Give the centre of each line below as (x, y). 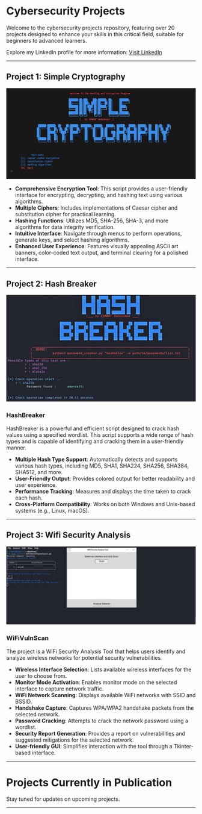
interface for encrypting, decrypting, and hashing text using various (99, 195)
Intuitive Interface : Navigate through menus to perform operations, (98, 234)
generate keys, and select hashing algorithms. (72, 240)
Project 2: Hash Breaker (52, 283)
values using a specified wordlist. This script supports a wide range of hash (100, 434)
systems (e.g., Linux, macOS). (52, 510)
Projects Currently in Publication (89, 782)
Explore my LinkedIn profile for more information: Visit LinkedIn (84, 52)
